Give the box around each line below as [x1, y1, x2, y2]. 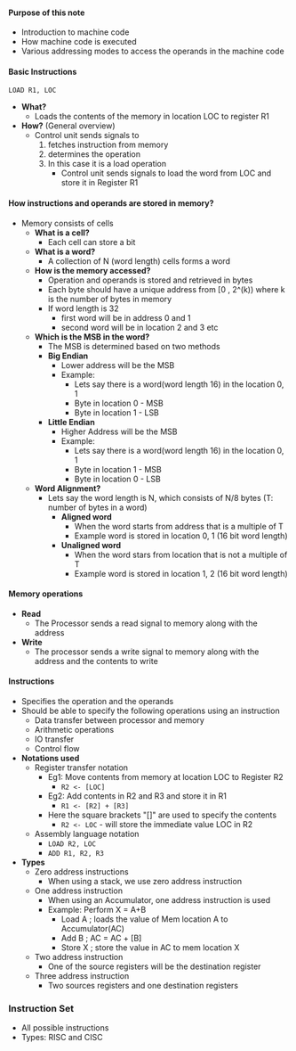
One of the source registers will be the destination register [47, 961, 261, 972]
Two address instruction [34, 952, 124, 963]
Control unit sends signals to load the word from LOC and [60, 168, 272, 178]
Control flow [34, 743, 80, 754]
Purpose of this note [8, 7, 85, 18]
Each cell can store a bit [47, 236, 136, 247]
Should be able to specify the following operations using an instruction [20, 705, 281, 717]
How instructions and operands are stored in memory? [8, 198, 214, 209]
